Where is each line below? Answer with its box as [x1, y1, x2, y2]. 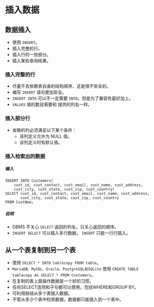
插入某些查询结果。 [12, 58, 51, 64]
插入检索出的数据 [5, 153, 45, 160]
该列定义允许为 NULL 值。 [19, 133, 72, 139]
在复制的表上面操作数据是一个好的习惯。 [12, 278, 94, 284]
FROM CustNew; [5, 200, 34, 205]
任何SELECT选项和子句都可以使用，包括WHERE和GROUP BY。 [12, 284, 139, 290]
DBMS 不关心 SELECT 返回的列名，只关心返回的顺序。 [12, 224, 119, 230]
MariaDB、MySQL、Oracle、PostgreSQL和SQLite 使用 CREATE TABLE [12, 266, 139, 272]
